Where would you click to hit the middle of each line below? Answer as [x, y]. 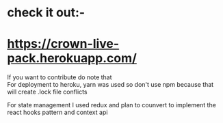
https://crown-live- [63, 44]
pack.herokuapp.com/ [72, 58]
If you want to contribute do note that [60, 77]
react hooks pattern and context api [57, 112]
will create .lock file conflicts [47, 92]
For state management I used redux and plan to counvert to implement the [112, 105]
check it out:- [46, 13]
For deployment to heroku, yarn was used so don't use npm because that [110, 85]
